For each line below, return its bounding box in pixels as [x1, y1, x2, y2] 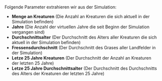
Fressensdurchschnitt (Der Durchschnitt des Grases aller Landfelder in [11, 45, 156, 50]
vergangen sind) [11, 29, 45, 35]
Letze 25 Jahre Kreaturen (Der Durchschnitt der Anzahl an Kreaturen [11, 55, 152, 61]
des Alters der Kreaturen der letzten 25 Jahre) [11, 71, 104, 76]
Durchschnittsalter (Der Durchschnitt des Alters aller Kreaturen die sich [11, 34, 157, 40]
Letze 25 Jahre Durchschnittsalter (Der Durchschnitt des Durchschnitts [11, 65, 157, 71]
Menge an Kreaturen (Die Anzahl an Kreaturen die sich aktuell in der [11, 14, 150, 19]
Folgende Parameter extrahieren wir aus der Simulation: [4, 4, 117, 10]
